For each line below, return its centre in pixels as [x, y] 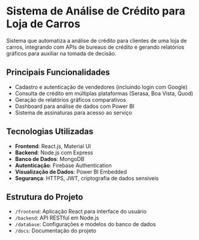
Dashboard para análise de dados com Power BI [75, 106]
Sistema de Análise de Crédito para [96, 11]
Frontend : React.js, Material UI [53, 146]
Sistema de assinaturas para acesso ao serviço [73, 112]
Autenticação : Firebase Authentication [63, 165]
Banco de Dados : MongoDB [50, 159]
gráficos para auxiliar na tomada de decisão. [61, 53]
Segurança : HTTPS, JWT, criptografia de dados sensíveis [87, 178]
